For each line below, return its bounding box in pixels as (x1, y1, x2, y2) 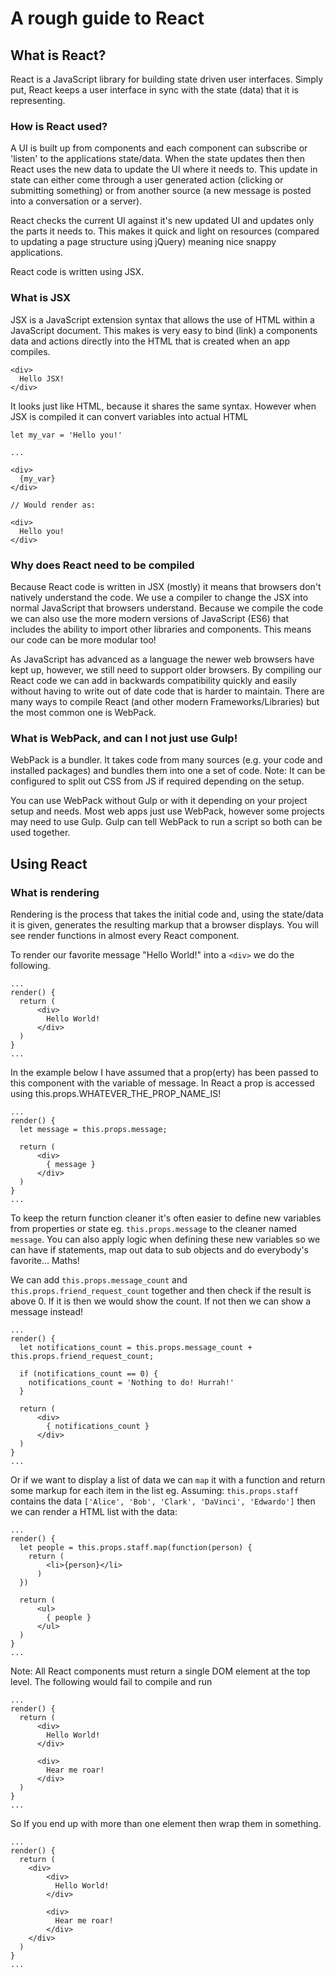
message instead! (10, 1305, 84, 1317)
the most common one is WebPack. (10, 706, 157, 718)
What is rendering (10, 885, 100, 899)
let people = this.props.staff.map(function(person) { (19, 1542, 253, 1552)
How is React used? (10, 119, 108, 133)
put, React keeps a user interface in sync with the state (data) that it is (10, 84, 299, 96)
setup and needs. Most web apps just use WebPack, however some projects (10, 805, 325, 817)
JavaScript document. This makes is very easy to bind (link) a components (10, 324, 318, 336)
